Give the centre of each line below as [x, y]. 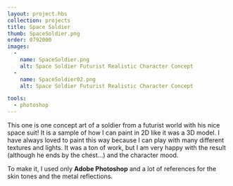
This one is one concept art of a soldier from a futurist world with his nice [114, 125]
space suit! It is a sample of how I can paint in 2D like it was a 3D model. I [114, 132]
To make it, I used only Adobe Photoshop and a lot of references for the [112, 169]
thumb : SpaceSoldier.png [44, 33]
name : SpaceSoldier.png [55, 60]
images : [19, 46]
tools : [17, 99]
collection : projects [39, 20]
